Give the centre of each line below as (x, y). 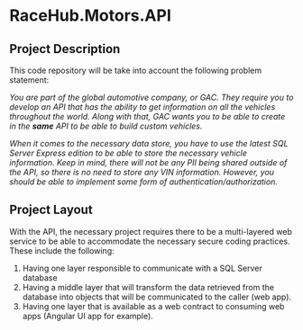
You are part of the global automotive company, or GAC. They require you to (151, 97)
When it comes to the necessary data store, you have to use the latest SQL (149, 143)
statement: (29, 80)
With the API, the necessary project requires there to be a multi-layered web (151, 231)
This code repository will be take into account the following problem (136, 70)
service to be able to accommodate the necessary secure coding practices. (150, 241)
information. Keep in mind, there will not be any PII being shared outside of (148, 162)
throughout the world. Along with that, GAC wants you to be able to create (147, 116)
